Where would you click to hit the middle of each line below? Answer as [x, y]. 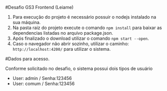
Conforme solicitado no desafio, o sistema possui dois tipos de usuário [79, 68]
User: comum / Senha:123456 [43, 83]
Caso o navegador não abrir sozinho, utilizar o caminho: [71, 44]
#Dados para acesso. [27, 59]
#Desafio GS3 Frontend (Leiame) [40, 7]
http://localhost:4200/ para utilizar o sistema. [62, 49]
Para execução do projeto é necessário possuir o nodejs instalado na [84, 17]
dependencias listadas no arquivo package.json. [63, 33]
